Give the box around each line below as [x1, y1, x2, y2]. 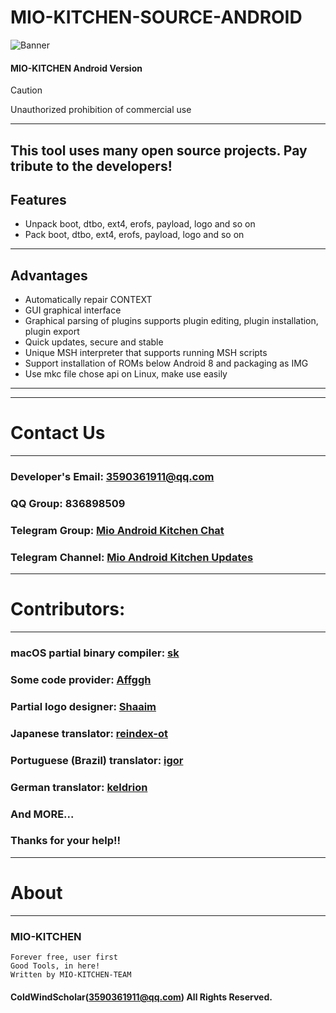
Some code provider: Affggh [10, 672, 152, 686]
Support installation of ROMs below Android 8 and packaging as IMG [24, 357, 309, 370]
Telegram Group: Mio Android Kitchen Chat [10, 523, 225, 537]
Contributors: [10, 598, 126, 621]
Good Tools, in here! [10, 961, 101, 971]
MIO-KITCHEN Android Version [10, 62, 143, 74]
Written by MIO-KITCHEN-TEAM [10, 970, 132, 980]
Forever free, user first [10, 952, 118, 963]
